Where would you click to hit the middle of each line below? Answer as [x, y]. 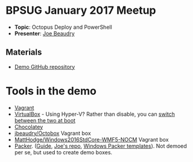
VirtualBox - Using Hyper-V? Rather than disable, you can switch [95, 114]
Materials [24, 52]
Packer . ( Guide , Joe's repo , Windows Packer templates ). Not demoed [101, 146]
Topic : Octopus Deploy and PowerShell [63, 27]
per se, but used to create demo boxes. [63, 152]
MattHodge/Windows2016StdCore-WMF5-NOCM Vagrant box [92, 139]
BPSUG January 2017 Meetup [81, 10]
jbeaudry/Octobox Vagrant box [52, 133]
